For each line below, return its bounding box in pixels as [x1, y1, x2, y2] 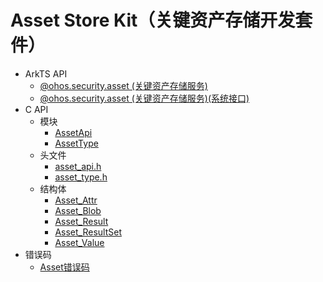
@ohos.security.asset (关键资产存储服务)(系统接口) [39, 92, 250, 104]
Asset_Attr [54, 194, 98, 206]
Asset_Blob [54, 204, 102, 216]
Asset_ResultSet [54, 226, 122, 238]
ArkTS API [24, 67, 68, 80]
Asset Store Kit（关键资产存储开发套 [10, 9, 313, 32]
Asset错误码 [39, 261, 90, 273]
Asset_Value [54, 236, 105, 248]
